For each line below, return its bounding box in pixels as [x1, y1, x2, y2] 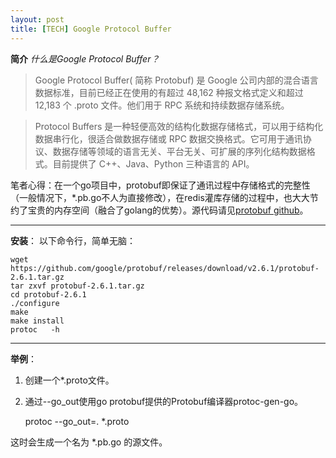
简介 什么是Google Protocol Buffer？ [10, 52, 160, 65]
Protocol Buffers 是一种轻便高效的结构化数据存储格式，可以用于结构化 [34, 120, 324, 132]
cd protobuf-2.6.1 [10, 289, 87, 300]
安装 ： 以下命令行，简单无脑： [10, 234, 136, 246]
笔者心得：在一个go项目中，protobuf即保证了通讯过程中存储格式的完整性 [10, 179, 311, 191]
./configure [10, 298, 60, 308]
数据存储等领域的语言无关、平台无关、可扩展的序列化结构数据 [52, 145, 307, 157]
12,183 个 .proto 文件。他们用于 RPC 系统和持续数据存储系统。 [34, 99, 290, 111]
